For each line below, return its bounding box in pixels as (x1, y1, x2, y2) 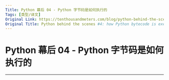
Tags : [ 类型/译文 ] (5, 12, 41, 17)
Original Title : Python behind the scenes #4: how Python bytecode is (5, 21, 156, 27)
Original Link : (5, 17, 37, 22)
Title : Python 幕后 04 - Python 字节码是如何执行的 (5, 7, 108, 13)
